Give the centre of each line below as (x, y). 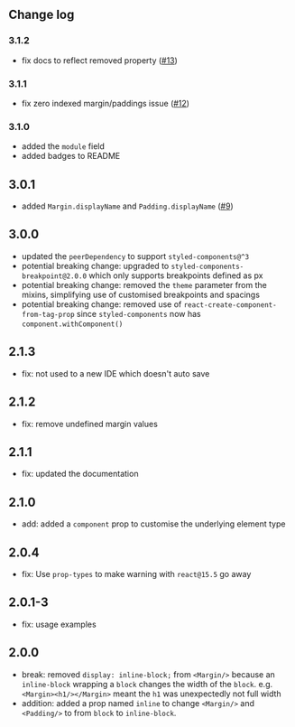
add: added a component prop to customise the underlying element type (153, 524)
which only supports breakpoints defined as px (176, 275)
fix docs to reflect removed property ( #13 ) (99, 60)
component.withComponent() (72, 324)
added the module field (63, 146)
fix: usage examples (59, 624)
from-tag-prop (48, 314)
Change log (41, 15)
